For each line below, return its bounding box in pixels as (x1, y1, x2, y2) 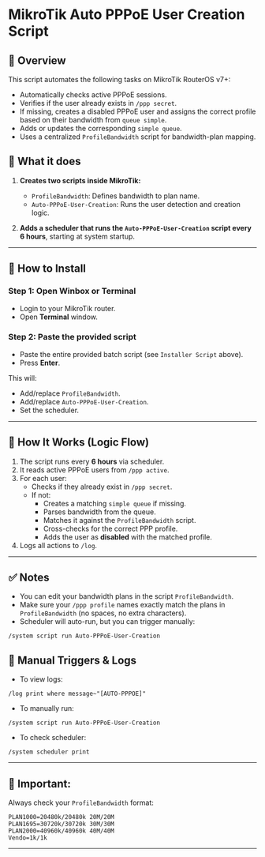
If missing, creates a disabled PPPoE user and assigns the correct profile (19, 107, 256, 116)
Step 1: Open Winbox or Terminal (8, 286, 136, 297)
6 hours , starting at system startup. (19, 231, 136, 241)
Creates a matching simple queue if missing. (43, 498, 187, 508)
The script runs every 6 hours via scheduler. (19, 457, 165, 466)
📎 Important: (8, 776, 71, 791)
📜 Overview (8, 54, 66, 67)
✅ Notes (8, 571, 50, 584)
